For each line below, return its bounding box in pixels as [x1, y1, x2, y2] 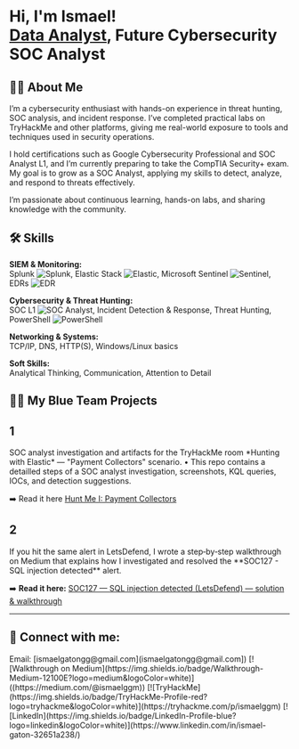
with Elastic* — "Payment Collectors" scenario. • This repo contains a [9, 457, 266, 468]
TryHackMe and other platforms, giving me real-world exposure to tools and [9, 122, 289, 133]
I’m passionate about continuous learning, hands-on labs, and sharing [9, 194, 265, 205]
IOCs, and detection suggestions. [9, 476, 132, 486]
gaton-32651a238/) [9, 729, 81, 740]
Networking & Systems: [9, 331, 100, 342]
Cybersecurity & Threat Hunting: [9, 295, 133, 305]
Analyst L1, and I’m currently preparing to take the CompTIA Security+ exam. [9, 159, 289, 168]
